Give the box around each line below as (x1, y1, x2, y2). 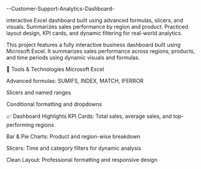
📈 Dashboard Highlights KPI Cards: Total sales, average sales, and (6, 112, 172, 120)
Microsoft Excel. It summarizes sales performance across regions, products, (6, 48, 196, 55)
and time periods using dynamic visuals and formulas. (6, 54, 140, 61)
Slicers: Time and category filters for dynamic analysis (6, 144, 141, 152)
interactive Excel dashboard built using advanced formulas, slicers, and (6, 17, 184, 23)
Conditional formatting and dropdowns (6, 100, 102, 108)
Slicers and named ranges (6, 89, 71, 96)
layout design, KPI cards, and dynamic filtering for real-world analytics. (6, 29, 182, 37)
